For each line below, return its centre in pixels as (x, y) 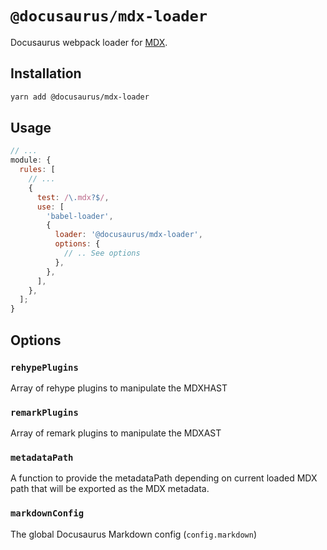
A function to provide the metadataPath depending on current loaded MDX (164, 478)
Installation (46, 73)
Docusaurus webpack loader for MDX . (89, 42)
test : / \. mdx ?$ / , (73, 197)
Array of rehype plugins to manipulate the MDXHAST (119, 388)
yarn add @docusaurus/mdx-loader (80, 97)
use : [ (50, 207)
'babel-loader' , (80, 216)
